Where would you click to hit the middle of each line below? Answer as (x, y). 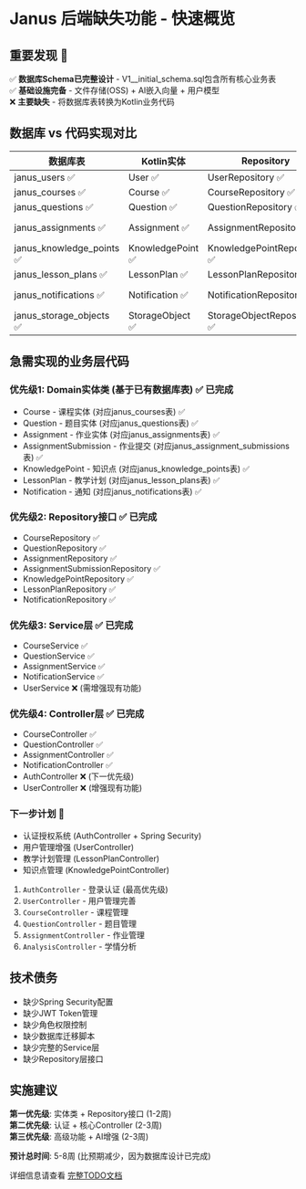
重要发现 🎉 (39, 55)
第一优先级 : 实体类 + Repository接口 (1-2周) (91, 1114)
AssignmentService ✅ (64, 667)
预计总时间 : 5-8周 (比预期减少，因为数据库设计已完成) (110, 1156)
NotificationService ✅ (63, 677)
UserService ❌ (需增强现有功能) (82, 688)
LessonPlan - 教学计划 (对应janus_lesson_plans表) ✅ (121, 479)
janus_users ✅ (45, 177)
